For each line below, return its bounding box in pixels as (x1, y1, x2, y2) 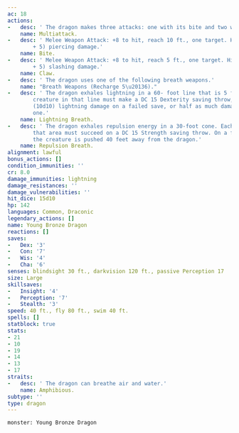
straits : (7, 373, 33, 380)
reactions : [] (7, 228, 50, 235)
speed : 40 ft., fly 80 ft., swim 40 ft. (7, 307, 129, 314)
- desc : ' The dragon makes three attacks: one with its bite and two (7, 23, 228, 31)
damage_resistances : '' (7, 182, 78, 189)
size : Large (7, 274, 43, 281)
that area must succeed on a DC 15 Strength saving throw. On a (33, 129, 228, 136)
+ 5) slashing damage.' (33, 63, 103, 70)
